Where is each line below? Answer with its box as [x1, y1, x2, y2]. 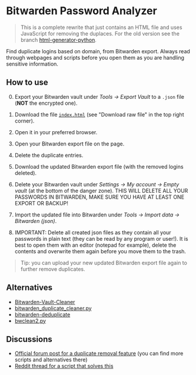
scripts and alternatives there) [14, 356, 88, 363]
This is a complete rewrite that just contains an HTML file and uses [20, 24, 182, 31]
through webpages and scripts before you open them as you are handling [6, 54, 184, 61]
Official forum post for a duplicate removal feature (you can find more [14, 350, 184, 357]
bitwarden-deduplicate [14, 311, 71, 318]
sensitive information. [6, 60, 59, 67]
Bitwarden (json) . [14, 217, 57, 224]
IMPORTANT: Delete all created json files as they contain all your [14, 229, 172, 236]
